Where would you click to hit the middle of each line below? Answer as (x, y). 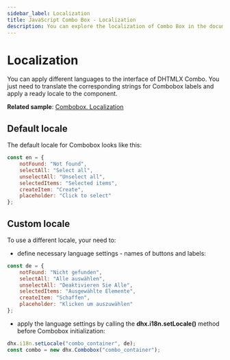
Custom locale (39, 224)
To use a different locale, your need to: (62, 240)
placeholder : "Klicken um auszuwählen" (76, 304)
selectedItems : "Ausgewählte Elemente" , (78, 291)
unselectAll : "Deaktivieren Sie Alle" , (76, 285)
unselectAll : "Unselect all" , (63, 177)
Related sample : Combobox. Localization (65, 107)
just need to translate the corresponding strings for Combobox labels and (111, 86)
